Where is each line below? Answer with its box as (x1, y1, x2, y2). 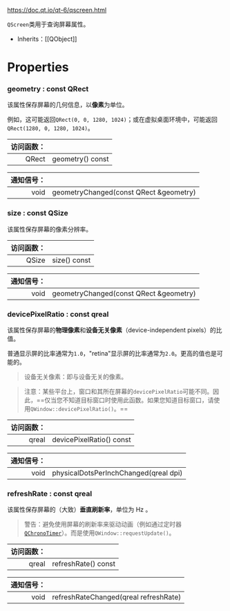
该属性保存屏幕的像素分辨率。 (7, 225, 92, 233)
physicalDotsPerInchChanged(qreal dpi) (52, 468, 183, 478)
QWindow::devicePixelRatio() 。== (30, 405, 128, 413)
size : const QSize (7, 208, 69, 218)
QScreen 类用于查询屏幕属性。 (7, 20, 90, 28)
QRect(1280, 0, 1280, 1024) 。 (7, 124, 95, 132)
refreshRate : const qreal (7, 489, 93, 498)
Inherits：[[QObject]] (17, 35, 77, 43)
